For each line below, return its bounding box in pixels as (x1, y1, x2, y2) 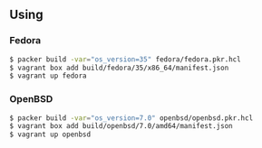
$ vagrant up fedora (9, 71, 88, 80)
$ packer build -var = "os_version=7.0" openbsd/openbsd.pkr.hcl (9, 113, 254, 123)
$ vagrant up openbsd (9, 130, 92, 139)
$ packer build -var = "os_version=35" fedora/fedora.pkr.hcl (9, 54, 242, 64)
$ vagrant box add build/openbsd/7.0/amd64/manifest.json (9, 122, 233, 131)
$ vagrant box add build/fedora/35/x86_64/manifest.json (9, 63, 229, 72)
